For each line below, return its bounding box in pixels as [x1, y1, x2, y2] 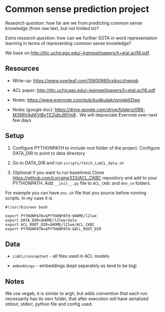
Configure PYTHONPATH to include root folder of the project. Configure [12, 145, 161, 151]
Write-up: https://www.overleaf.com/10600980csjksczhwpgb [12, 77, 139, 83]
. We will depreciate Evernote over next [77, 112, 158, 118]
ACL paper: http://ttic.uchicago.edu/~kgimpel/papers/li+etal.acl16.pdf [12, 87, 156, 93]
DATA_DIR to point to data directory [12, 150, 85, 156]
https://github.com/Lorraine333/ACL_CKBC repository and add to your [12, 174, 158, 180]
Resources [5, 64, 39, 73]
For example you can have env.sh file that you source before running [5, 189, 147, 195]
